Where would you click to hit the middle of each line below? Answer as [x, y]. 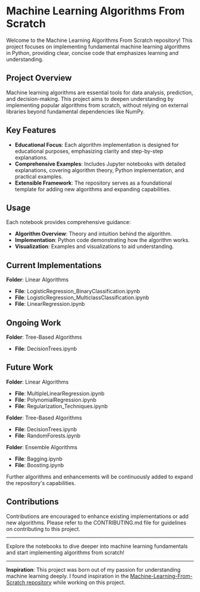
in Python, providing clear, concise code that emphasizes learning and [92, 53]
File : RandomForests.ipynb [48, 435]
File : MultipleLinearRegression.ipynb [60, 393]
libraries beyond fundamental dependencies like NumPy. [75, 111]
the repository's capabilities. [41, 483]
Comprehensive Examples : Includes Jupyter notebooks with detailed [100, 164]
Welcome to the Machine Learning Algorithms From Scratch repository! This [99, 40]
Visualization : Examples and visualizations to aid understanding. [94, 247]
